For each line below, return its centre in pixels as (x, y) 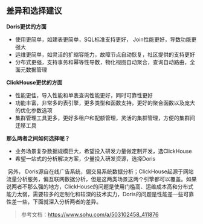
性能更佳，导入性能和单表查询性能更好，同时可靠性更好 (84, 95)
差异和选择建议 (34, 11)
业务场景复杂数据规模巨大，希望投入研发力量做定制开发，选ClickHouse (103, 151)
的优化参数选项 (34, 110)
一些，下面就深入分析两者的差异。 (59, 202)
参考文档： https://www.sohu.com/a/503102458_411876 (90, 214)
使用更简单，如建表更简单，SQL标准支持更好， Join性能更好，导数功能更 (106, 39)
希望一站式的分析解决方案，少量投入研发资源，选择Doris (85, 158)
